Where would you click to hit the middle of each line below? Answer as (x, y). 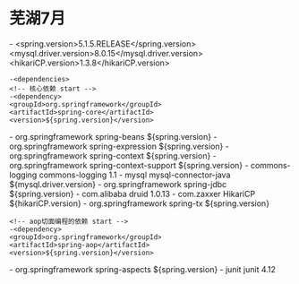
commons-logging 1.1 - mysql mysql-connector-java (135, 175)
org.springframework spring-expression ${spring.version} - (120, 146)
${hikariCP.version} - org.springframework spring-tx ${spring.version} (140, 203)
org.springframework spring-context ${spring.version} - (113, 155)
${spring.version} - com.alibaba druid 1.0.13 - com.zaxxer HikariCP (132, 194)
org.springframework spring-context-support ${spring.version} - (129, 165)
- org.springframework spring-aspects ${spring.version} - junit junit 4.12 (142, 269)
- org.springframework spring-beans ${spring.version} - (113, 136)
